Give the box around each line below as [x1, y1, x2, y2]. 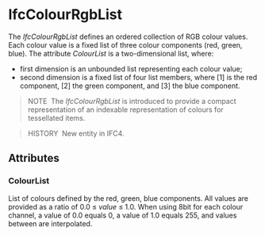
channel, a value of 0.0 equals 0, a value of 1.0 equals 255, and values [8, 210, 237, 220]
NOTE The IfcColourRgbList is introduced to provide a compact [27, 96, 236, 106]
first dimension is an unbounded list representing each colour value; [19, 64, 243, 73]
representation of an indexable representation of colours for [27, 105, 224, 114]
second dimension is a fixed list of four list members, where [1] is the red [19, 72, 258, 82]
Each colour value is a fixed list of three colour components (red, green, [8, 40, 243, 49]
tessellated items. [27, 113, 86, 122]
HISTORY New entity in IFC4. [27, 129, 125, 138]
